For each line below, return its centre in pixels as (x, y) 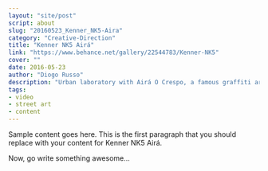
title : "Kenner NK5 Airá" (51, 45)
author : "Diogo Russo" (46, 75)
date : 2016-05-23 (37, 68)
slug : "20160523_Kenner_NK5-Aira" (66, 30)
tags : (17, 89)
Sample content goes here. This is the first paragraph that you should (122, 134)
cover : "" (25, 60)
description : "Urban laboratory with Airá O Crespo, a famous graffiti (130, 82)
